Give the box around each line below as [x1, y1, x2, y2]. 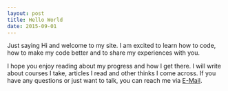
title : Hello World [7, 16, 63, 23]
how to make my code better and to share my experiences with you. [7, 49, 200, 57]
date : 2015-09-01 [7, 23, 57, 29]
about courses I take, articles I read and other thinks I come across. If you [7, 69, 216, 77]
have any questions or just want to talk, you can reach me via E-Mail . [7, 77, 203, 85]
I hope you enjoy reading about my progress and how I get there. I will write [7, 62, 222, 70]
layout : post [7, 10, 45, 17]
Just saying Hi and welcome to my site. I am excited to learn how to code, [7, 42, 216, 50]
